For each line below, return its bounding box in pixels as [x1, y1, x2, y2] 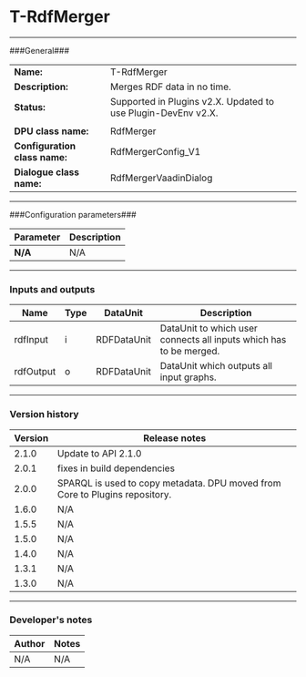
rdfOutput [14, 365, 56, 378]
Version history [9, 408, 79, 421]
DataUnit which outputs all [159, 360, 273, 373]
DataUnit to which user [159, 322, 258, 334]
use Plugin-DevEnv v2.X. [110, 107, 219, 119]
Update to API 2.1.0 [57, 446, 142, 459]
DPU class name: [14, 125, 89, 138]
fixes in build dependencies [57, 462, 176, 475]
